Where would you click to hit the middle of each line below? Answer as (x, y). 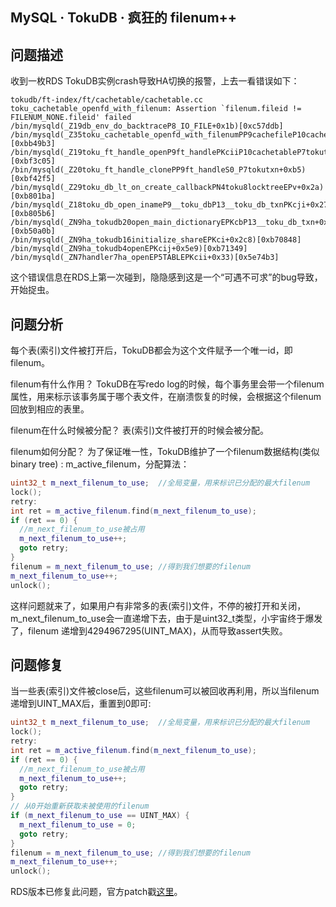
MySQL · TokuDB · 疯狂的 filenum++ (124, 18)
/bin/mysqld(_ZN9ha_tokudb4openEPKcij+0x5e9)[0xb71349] (129, 249)
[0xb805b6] (33, 214)
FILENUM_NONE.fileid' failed (71, 118)
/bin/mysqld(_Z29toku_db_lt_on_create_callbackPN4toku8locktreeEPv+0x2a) (167, 188)
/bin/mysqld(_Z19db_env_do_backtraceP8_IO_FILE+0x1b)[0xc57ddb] (147, 126)
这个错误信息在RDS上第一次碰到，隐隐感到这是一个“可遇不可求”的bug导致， (166, 277)
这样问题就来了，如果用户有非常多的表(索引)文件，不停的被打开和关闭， (158, 605)
